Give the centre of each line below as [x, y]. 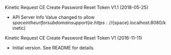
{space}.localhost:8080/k [139, 23]
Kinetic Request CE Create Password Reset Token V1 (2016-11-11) [73, 38]
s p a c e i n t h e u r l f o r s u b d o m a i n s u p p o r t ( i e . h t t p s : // [62, 23]
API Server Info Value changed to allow [54, 17]
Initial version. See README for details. [54, 48]
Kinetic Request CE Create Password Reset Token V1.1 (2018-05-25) [77, 7]
